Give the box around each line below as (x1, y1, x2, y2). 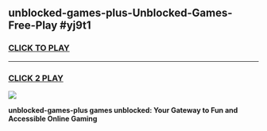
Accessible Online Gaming (8, 114, 98, 123)
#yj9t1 (59, 19, 91, 33)
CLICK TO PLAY (8, 43, 70, 54)
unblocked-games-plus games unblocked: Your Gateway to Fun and (8, 105, 238, 114)
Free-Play (8, 19, 58, 33)
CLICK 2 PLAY (8, 72, 64, 83)
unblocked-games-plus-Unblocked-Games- (8, 6, 233, 20)
